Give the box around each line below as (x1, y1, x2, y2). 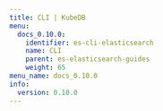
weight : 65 (25, 64, 66, 73)
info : (9, 80, 30, 89)
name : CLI (25, 47, 63, 55)
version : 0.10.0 (17, 88, 78, 97)
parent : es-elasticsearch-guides (25, 55, 150, 64)
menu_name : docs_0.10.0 (9, 72, 99, 81)
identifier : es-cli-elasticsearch (25, 38, 154, 47)
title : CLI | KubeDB (9, 13, 87, 22)
